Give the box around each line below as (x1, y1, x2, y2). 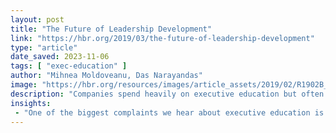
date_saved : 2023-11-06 (10, 52, 110, 62)
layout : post (10, 14, 65, 25)
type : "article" (10, 42, 78, 53)
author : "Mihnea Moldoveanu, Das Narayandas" (10, 71, 203, 81)
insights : (10, 98, 52, 108)
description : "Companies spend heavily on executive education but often (10, 89, 325, 99)
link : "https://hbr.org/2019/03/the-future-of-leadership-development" (10, 33, 315, 43)
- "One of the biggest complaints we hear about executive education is (14, 107, 325, 118)
